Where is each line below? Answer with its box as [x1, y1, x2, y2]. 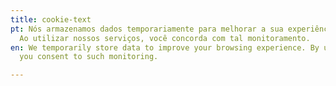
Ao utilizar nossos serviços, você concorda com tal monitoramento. [19, 33, 311, 43]
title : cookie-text [10, 14, 92, 25]
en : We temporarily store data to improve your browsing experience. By [10, 42, 320, 53]
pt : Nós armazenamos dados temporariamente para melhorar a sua [10, 24, 284, 34]
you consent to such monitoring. [19, 52, 159, 62]
